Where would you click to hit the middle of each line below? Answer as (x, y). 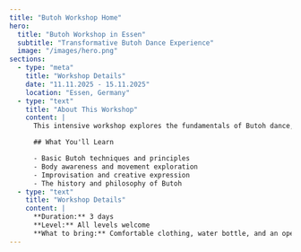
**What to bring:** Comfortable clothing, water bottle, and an (155, 233)
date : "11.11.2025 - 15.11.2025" (88, 84)
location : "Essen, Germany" (77, 92)
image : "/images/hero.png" (68, 51)
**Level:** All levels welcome (91, 225)
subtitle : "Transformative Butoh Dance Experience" (116, 43)
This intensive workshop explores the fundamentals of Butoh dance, (163, 126)
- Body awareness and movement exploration (116, 167)
